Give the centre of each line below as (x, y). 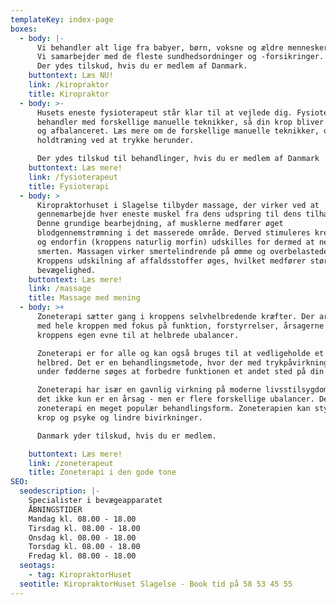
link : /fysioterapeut (73, 177)
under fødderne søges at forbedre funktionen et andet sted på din (180, 372)
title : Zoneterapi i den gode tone (102, 472)
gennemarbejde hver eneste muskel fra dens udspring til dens (169, 214)
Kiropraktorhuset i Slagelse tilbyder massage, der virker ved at (178, 205)
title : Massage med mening (84, 298)
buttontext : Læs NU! (71, 76)
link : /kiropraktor (69, 85)
